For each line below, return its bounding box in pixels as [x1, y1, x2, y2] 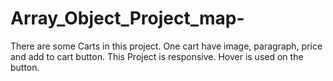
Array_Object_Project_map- [10, 7, 245, 30]
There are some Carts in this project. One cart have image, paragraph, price [10, 40, 323, 52]
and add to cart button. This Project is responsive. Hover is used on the [10, 50, 304, 62]
